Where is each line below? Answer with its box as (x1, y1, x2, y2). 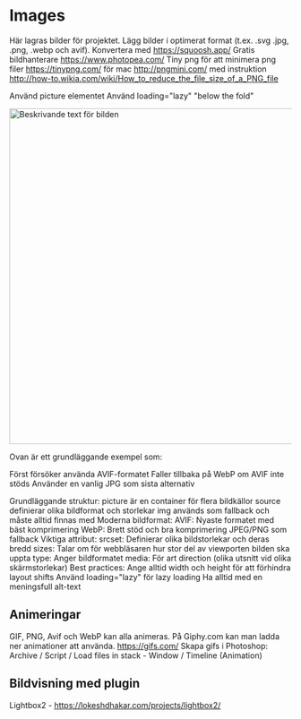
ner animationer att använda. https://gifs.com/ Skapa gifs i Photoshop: (9, 640, 269, 651)
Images (9, 5, 65, 26)
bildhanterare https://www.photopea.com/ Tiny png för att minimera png (9, 54, 276, 64)
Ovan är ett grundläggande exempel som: (9, 451, 163, 462)
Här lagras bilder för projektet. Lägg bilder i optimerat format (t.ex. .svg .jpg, (9, 35, 289, 46)
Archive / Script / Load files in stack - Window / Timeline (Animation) (9, 650, 262, 661)
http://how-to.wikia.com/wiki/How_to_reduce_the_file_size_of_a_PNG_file (9, 73, 279, 83)
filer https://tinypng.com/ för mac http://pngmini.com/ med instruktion (9, 64, 267, 74)
